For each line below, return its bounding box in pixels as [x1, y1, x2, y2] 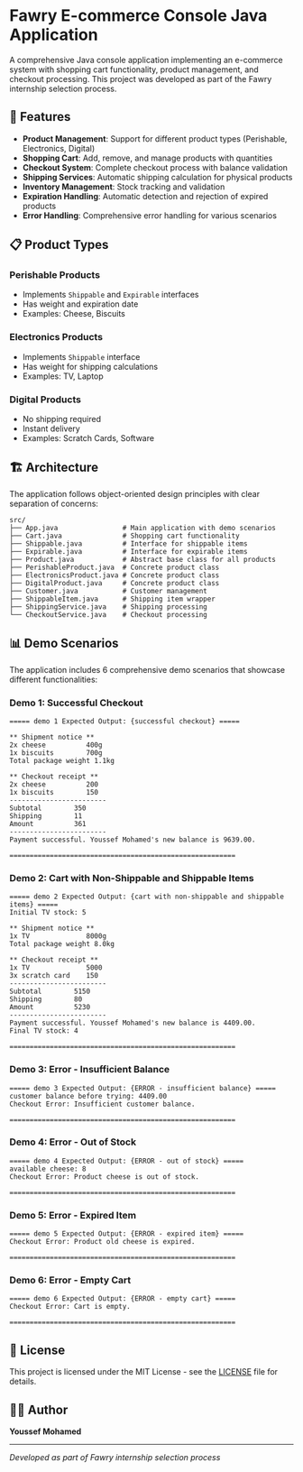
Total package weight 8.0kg [9, 940, 115, 949]
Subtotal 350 [9, 804, 87, 813]
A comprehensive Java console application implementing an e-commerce [9, 54, 283, 65]
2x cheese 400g [9, 741, 103, 750]
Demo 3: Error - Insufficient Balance [9, 1063, 170, 1076]
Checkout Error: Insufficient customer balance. [9, 1099, 196, 1109]
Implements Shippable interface [22, 351, 141, 362]
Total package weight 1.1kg [9, 756, 115, 765]
